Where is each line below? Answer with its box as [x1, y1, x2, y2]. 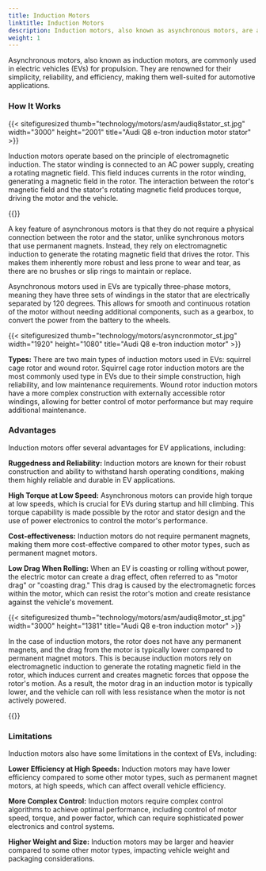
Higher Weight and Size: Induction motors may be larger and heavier [8, 837, 234, 846]
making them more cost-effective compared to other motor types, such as [8, 539, 250, 549]
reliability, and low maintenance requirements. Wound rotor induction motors [8, 380, 258, 389]
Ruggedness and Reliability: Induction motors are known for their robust [8, 458, 247, 468]
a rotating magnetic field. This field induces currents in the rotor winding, [8, 168, 246, 177]
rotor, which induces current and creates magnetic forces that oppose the [8, 670, 249, 680]
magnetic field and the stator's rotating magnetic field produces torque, [8, 184, 241, 195]
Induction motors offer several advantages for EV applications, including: [8, 442, 246, 453]
